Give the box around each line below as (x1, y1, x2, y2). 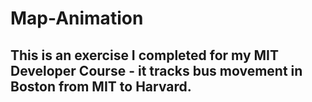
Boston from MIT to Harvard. (10, 78, 192, 95)
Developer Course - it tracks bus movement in (10, 62, 303, 79)
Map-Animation (10, 7, 144, 30)
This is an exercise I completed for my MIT (10, 47, 279, 64)
